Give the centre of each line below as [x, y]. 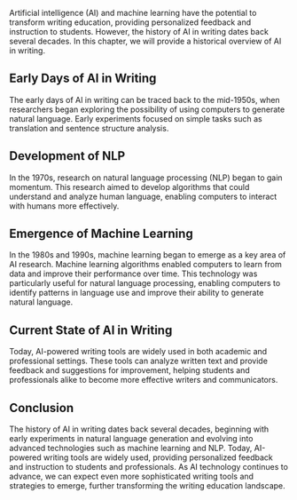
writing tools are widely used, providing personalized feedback [158, 457]
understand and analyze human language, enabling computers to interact [143, 196]
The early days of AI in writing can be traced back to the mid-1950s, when [145, 99]
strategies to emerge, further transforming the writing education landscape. [147, 486]
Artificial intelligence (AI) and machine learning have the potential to [133, 13]
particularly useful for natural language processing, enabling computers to [145, 283]
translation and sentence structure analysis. [89, 128]
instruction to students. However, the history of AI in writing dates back [139, 32]
